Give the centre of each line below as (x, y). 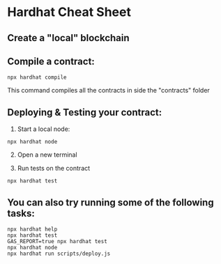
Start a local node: (44, 129)
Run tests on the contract (54, 169)
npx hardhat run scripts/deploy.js (59, 254)
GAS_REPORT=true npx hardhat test (58, 242)
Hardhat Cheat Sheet (69, 12)
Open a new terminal (47, 155)
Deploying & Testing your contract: (85, 112)
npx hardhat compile (37, 77)
